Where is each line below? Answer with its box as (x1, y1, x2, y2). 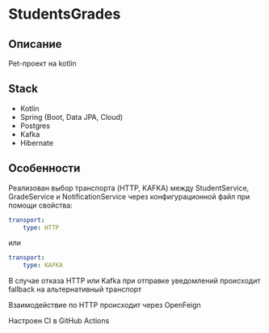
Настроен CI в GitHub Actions (8, 316, 110, 326)
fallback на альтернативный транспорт (8, 284, 142, 294)
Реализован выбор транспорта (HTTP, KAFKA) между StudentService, (8, 183, 250, 193)
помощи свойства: (8, 200, 73, 210)
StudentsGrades (8, 5, 121, 23)
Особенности (8, 161, 81, 175)
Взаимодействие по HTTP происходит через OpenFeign (8, 301, 202, 310)
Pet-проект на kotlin (8, 58, 77, 68)
